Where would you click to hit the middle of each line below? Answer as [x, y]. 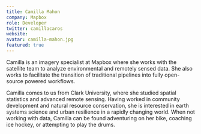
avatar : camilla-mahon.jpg [40, 39]
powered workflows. [50, 81]
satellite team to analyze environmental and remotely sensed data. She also [100, 68]
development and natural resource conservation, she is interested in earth [97, 105]
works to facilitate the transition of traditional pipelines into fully [85, 75]
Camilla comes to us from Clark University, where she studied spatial [91, 93]
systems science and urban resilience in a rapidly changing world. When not [100, 112]
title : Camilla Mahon [33, 12]
